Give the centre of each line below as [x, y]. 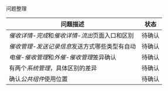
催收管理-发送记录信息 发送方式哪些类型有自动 [73, 46]
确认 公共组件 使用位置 [39, 79]
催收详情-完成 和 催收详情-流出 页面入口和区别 [71, 35]
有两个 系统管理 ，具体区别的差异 [53, 68]
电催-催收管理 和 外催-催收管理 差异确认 [63, 57]
